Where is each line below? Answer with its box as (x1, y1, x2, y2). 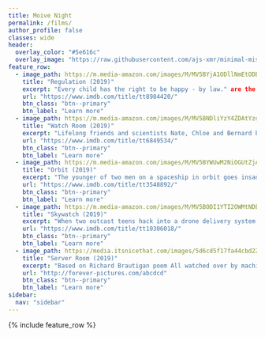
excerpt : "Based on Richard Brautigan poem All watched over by (22, 262, 238, 270)
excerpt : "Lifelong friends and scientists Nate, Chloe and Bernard (22, 129, 252, 137)
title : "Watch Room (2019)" (22, 122, 114, 130)
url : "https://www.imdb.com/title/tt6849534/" (22, 136, 178, 145)
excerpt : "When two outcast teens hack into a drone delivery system (22, 218, 256, 225)
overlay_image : (15, 56, 65, 64)
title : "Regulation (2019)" (22, 78, 114, 85)
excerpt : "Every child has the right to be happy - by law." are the (22, 85, 256, 93)
